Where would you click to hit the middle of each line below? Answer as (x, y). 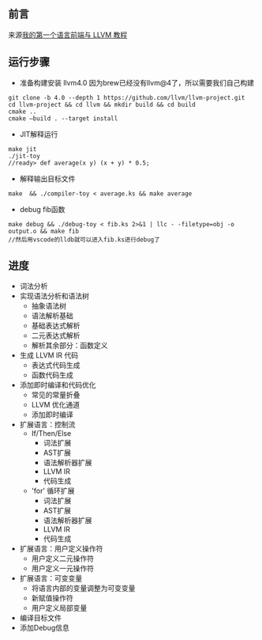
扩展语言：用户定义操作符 (61, 549)
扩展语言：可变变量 (51, 578)
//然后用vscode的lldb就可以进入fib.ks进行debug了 (84, 240)
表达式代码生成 (56, 365)
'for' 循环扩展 (53, 491)
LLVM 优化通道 (56, 405)
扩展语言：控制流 (47, 425)
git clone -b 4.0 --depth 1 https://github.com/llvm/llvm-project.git (127, 97)
